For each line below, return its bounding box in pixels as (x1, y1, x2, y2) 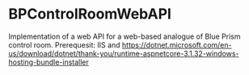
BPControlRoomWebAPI (8, 5, 172, 23)
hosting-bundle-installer (8, 57, 89, 67)
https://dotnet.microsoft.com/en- (121, 40, 232, 49)
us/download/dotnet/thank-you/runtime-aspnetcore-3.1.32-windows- (8, 48, 239, 58)
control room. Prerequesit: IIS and (8, 40, 120, 49)
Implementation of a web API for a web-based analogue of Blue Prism (8, 31, 241, 41)
